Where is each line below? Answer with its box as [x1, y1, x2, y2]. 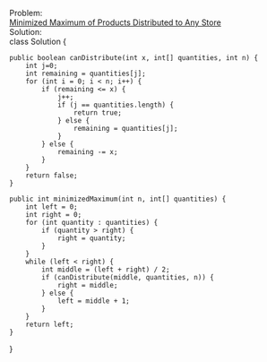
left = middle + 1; [56, 297, 130, 306]
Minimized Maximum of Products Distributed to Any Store [9, 17, 221, 28]
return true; [73, 108, 123, 117]
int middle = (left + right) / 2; [41, 265, 170, 274]
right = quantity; [56, 234, 126, 243]
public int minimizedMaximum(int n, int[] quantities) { [9, 194, 227, 203]
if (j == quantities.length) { [56, 100, 175, 109]
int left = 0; [25, 203, 78, 211]
